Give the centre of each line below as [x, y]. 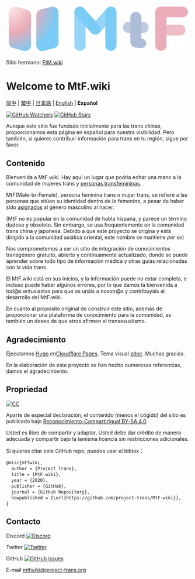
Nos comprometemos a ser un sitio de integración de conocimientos [88, 249]
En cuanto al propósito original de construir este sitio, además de [84, 309]
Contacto [23, 522]
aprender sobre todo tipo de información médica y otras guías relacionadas [97, 261]
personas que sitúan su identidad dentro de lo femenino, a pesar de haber [95, 201]
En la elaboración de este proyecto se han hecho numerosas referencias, [94, 365]
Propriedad [27, 390]
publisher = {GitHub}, [39, 486]
